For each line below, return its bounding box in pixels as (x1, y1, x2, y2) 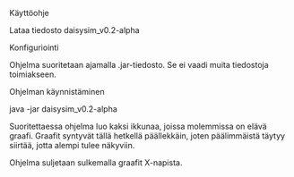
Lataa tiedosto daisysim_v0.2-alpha (9, 25, 141, 35)
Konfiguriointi (9, 42, 59, 53)
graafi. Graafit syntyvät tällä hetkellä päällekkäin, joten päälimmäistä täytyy (9, 131, 285, 141)
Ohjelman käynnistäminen (9, 87, 105, 97)
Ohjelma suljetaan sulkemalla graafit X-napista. (9, 157, 183, 168)
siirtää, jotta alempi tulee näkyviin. (9, 140, 135, 150)
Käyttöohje (9, 8, 49, 18)
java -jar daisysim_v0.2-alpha (9, 104, 118, 114)
